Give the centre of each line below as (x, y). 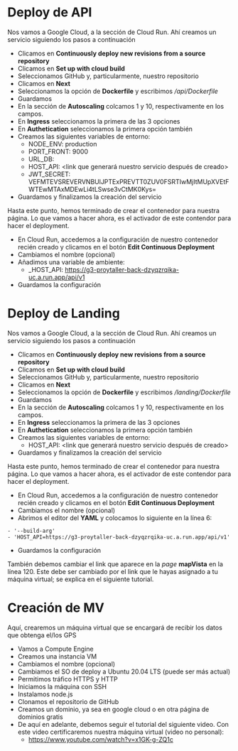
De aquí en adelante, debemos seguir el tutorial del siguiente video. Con (123, 724)
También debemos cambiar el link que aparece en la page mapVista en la (115, 564)
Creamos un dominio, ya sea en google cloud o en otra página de (113, 709)
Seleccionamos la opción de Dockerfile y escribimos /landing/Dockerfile (124, 392)
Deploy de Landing (64, 314)
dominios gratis (40, 717)
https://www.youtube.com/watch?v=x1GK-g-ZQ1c (101, 739)
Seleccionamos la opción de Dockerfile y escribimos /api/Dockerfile (118, 91)
